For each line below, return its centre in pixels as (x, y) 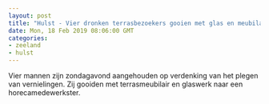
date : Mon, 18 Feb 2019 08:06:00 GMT (71, 30)
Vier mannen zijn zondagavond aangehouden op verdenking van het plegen (133, 76)
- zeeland (25, 46)
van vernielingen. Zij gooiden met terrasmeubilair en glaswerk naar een (126, 84)
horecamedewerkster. (44, 92)
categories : (28, 38)
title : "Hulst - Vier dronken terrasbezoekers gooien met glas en (121, 23)
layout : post (30, 16)
